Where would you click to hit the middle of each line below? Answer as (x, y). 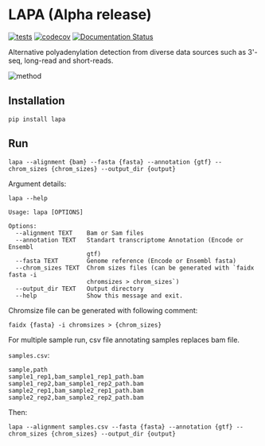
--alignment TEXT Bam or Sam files (80, 233)
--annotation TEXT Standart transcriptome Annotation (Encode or (130, 240)
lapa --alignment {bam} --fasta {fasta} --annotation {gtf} (110, 162)
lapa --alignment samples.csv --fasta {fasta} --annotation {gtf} (121, 427)
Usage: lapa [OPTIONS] (46, 212)
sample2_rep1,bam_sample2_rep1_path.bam (76, 390)
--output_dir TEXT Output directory (80, 289)
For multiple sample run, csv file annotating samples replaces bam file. (124, 339)
